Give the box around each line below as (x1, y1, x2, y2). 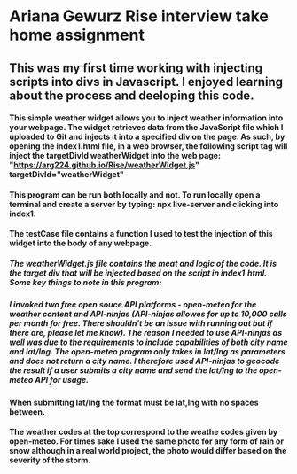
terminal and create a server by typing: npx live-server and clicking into (9, 198, 279, 209)
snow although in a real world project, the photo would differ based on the (9, 446, 287, 456)
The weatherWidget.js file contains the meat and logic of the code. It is (9, 258, 277, 268)
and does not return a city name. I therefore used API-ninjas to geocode (9, 356, 280, 367)
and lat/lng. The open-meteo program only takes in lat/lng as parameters (9, 346, 285, 357)
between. (9, 406, 46, 417)
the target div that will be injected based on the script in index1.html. (9, 268, 268, 278)
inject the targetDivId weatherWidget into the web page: (9, 151, 222, 161)
